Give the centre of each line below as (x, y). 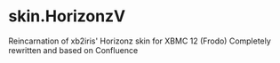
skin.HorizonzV (67, 16)
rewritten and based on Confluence (73, 50)
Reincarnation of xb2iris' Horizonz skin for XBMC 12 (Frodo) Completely (140, 41)
